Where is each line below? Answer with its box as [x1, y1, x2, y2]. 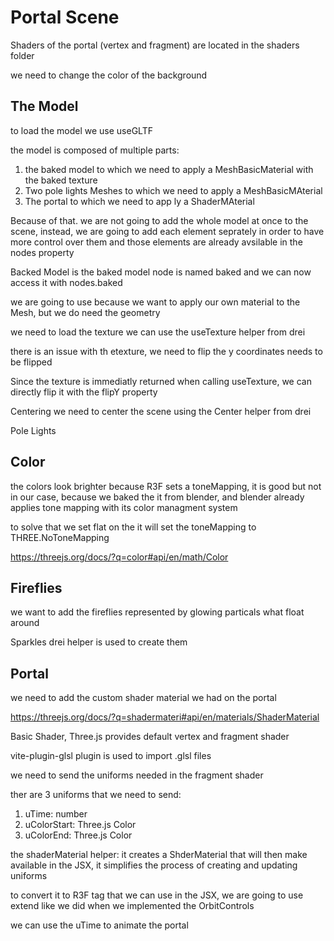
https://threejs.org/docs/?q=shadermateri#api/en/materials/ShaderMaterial [10, 711, 320, 723]
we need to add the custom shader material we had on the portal [10, 692, 277, 704]
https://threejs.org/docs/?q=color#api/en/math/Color [10, 551, 229, 563]
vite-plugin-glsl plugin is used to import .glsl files [10, 750, 212, 762]
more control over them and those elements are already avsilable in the [10, 236, 303, 248]
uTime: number [24, 808, 88, 820]
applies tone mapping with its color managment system [10, 501, 238, 513]
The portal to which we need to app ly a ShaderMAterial [24, 195, 255, 207]
